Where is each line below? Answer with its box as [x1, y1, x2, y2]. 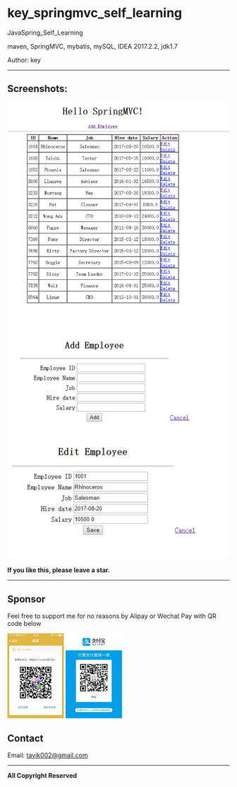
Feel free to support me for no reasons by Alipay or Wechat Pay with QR [7, 612, 217, 620]
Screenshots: [7, 83, 68, 95]
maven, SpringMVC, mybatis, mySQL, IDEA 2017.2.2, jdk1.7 [7, 42, 178, 50]
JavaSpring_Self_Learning [7, 28, 83, 37]
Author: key [7, 55, 41, 64]
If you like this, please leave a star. [7, 566, 111, 574]
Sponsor [7, 593, 46, 605]
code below [7, 619, 42, 628]
